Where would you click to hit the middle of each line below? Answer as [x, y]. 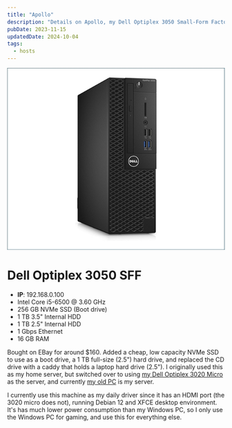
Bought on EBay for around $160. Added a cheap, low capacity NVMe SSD [113, 352]
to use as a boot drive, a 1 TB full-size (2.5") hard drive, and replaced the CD [116, 359]
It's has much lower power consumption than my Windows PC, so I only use [115, 409]
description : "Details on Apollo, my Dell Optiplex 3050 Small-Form [108, 22]
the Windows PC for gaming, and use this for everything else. [95, 417]
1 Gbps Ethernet [40, 331]
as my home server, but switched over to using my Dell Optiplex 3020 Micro [115, 374]
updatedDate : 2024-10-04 [43, 37]
